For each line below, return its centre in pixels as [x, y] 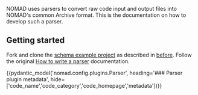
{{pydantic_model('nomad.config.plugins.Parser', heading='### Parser [94, 73]
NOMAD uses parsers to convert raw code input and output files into [91, 9]
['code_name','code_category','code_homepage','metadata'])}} [84, 85]
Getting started [36, 41]
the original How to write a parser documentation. [68, 61]
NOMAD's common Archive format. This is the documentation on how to [96, 15]
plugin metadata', [28, 79]
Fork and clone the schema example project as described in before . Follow [99, 55]
